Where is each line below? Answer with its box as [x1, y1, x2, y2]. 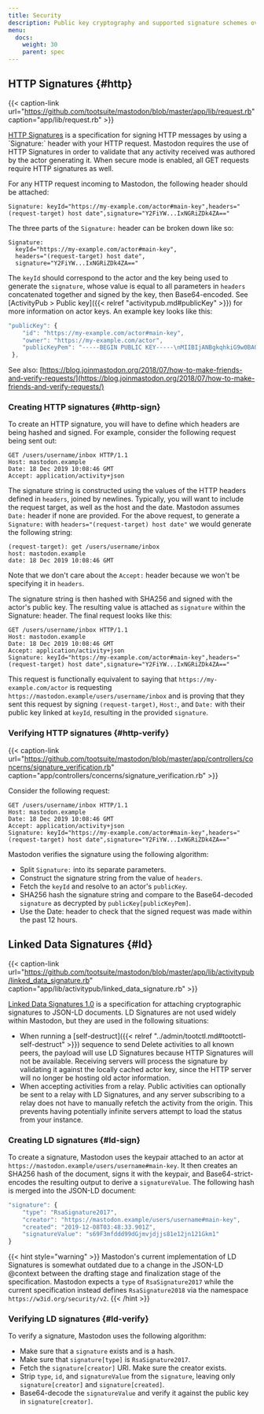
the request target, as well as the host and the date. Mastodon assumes [8, 503, 240, 512]
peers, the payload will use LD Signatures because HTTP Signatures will [19, 1048, 254, 1057]
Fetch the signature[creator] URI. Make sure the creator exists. [19, 1364, 227, 1373]
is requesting [69, 683, 112, 692]
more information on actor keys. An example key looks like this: [8, 306, 213, 316]
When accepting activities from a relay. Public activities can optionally [19, 1081, 246, 1091]
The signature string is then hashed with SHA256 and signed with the [8, 594, 233, 603]
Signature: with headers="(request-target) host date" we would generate [8, 519, 251, 529]
